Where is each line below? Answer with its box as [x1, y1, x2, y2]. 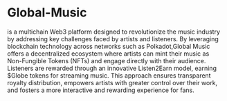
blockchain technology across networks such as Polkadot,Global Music [7, 42, 210, 50]
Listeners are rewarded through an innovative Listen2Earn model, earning [7, 64, 217, 72]
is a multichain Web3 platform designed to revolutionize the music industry [7, 27, 220, 36]
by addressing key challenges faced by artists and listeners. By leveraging [7, 34, 219, 43]
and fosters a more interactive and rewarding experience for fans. [7, 86, 195, 94]
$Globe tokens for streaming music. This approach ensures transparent [7, 71, 211, 80]
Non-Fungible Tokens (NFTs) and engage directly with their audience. [7, 56, 206, 65]
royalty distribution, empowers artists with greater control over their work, [7, 78, 218, 87]
